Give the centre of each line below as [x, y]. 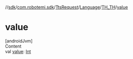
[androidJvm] [19, 41]
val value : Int [18, 51]
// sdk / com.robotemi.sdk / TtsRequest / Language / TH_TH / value [66, 7]
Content [13, 46]
